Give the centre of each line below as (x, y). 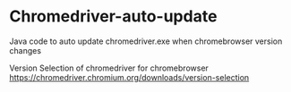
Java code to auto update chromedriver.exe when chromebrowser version (146, 41)
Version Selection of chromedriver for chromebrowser (109, 68)
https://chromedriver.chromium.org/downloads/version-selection (129, 77)
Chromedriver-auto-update (113, 17)
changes (26, 50)
